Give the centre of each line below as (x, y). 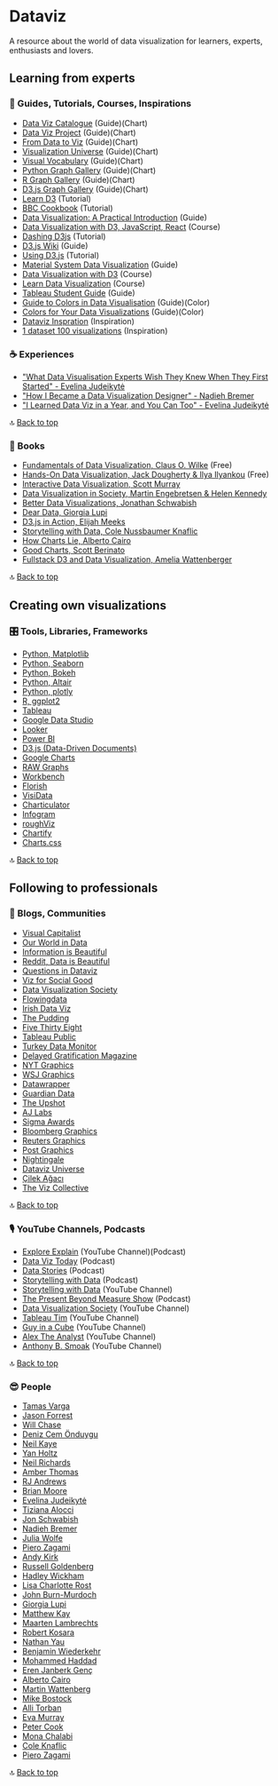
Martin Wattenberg (56, 1689)
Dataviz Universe (53, 1169)
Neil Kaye (39, 1444)
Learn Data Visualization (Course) (84, 283)
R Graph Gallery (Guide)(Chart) (78, 179)
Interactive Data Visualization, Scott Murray (101, 484)
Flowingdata (45, 999)
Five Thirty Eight (52, 1027)
